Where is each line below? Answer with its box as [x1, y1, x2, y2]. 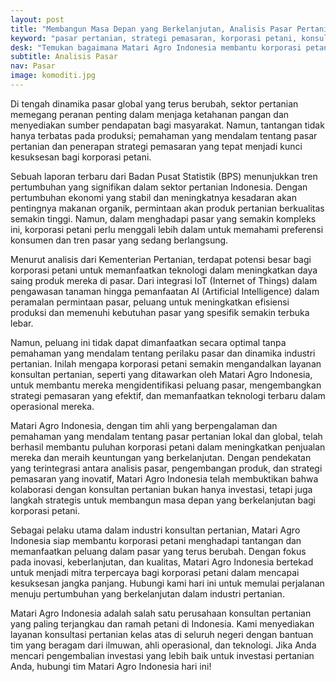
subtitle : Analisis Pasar [10, 52, 118, 62]
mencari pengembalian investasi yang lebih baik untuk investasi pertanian [10, 649, 315, 661]
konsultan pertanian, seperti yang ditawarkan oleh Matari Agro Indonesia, [10, 368, 313, 380]
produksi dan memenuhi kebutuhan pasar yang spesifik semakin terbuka [10, 306, 310, 318]
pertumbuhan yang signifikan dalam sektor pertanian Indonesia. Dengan [10, 181, 308, 193]
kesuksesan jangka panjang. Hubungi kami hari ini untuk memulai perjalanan [10, 577, 325, 589]
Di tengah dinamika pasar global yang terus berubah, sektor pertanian [10, 97, 299, 110]
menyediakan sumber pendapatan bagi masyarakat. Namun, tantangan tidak [10, 119, 325, 131]
